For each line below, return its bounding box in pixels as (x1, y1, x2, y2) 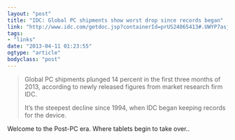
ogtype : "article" (7, 50, 61, 57)
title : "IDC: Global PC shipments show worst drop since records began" (7, 17, 224, 24)
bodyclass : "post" (7, 56, 61, 63)
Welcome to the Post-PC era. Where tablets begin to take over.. (7, 124, 190, 133)
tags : (7, 29, 23, 37)
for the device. (24, 111, 67, 119)
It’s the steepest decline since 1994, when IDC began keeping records (24, 103, 226, 112)
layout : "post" (7, 10, 52, 17)
